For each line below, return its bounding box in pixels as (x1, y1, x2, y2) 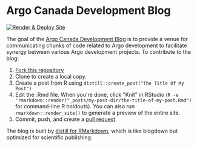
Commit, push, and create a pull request (15, 116, 116, 123)
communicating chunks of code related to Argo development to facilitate (6, 42, 187, 49)
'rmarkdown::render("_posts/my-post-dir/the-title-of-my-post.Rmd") (15, 97, 192, 103)
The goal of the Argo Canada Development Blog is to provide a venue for (6, 35, 188, 42)
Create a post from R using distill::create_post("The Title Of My (15, 79, 184, 87)
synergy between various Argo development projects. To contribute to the (6, 48, 192, 55)
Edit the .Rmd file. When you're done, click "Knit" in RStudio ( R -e (15, 91, 179, 98)
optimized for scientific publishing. (6, 134, 93, 141)
